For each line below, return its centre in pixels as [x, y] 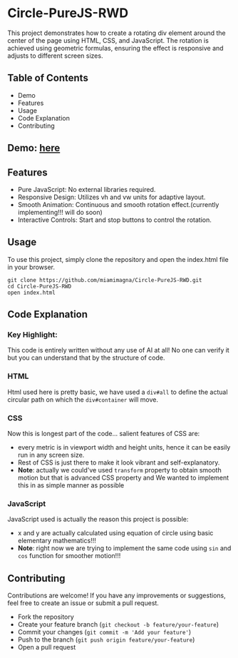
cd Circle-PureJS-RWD [40, 286]
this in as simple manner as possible [71, 485]
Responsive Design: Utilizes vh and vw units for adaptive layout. [112, 197]
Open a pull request [47, 647]
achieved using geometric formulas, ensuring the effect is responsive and [115, 48]
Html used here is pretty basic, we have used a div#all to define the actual [118, 392]
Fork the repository [46, 617]
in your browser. [31, 267]
